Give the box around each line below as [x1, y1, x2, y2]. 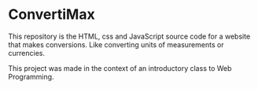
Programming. [8, 72, 54, 81]
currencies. [8, 48, 46, 57]
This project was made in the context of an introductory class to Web [8, 63, 232, 72]
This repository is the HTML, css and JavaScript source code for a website [8, 32, 251, 41]
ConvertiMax [8, 6, 96, 24]
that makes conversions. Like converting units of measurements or [8, 39, 224, 49]
